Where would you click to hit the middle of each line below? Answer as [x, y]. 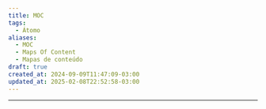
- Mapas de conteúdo [49, 60]
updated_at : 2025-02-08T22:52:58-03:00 [74, 81]
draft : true [28, 67]
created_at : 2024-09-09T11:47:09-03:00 [74, 74]
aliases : [23, 38]
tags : [17, 23]
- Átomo [28, 30]
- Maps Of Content [46, 52]
